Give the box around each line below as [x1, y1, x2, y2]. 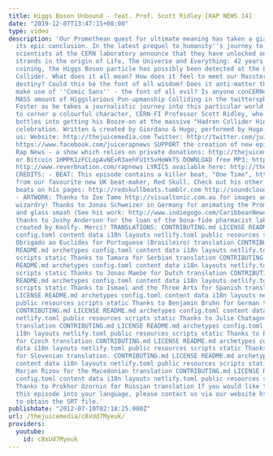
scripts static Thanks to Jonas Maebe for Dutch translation [15, 269, 227, 277]
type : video [8, 27, 49, 35]
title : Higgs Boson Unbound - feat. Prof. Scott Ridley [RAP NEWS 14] [8, 11, 253, 20]
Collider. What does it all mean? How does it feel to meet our [15, 72, 238, 80]
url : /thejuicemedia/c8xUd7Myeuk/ [8, 412, 126, 421]
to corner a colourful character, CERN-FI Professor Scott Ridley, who [15, 111, 264, 119]
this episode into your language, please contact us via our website [15, 389, 256, 398]
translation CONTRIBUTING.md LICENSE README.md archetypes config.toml [15, 322, 264, 330]
